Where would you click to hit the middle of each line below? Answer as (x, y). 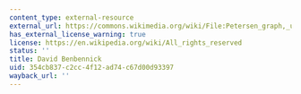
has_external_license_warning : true (77, 34)
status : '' (30, 51)
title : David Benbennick (56, 59)
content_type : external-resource (72, 17)
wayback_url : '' (39, 76)
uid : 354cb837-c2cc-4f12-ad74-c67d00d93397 (92, 68)
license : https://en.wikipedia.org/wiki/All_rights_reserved (126, 43)
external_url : (36, 26)
